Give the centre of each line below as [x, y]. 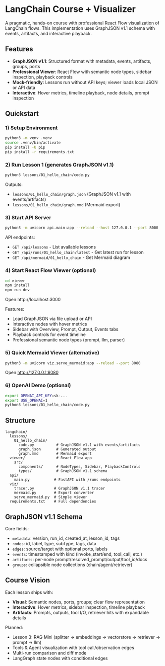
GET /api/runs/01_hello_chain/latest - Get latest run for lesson [78, 252]
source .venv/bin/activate [33, 143]
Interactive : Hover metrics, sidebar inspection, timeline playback [79, 607]
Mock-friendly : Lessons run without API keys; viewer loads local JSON [85, 82]
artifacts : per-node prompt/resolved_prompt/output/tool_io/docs [80, 559]
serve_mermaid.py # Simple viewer [51, 497]
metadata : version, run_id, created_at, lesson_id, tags [66, 538]
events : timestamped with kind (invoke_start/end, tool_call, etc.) [77, 554]
